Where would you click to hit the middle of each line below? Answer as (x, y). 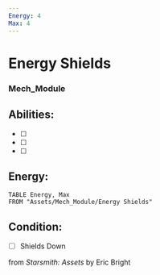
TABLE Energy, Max (39, 195)
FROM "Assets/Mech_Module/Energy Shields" (80, 202)
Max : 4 (19, 23)
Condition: (35, 227)
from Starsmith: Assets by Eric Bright (70, 262)
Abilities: (31, 115)
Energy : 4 (25, 16)
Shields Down (43, 246)
